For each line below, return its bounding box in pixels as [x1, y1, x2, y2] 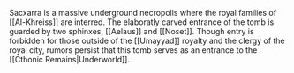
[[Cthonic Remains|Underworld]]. [9, 55, 131, 64]
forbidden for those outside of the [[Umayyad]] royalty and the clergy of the [9, 35, 285, 46]
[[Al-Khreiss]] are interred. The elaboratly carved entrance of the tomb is [9, 17, 275, 27]
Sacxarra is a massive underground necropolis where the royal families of [9, 8, 276, 18]
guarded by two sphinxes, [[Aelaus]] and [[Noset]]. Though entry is [9, 26, 254, 36]
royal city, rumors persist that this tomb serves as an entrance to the [9, 45, 258, 55]
